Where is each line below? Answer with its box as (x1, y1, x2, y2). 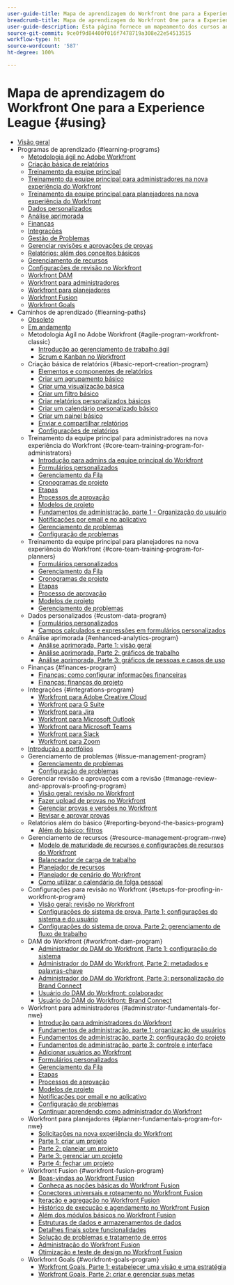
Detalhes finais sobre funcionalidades (38, 1225, 147, 1233)
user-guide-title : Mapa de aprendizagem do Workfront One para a (7, 10, 201, 17)
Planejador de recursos (38, 863, 106, 871)
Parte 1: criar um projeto (38, 1137, 107, 1145)
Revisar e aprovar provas (38, 811, 110, 819)
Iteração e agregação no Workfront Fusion (38, 1196, 160, 1204)
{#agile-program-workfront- (138, 330, 219, 338)
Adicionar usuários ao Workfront (38, 1048, 132, 1056)
